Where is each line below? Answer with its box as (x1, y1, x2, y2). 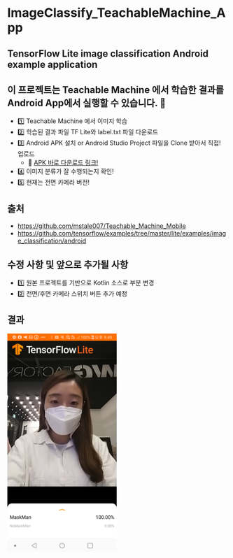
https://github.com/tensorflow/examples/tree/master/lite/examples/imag (17, 229, 226, 238)
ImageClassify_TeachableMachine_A (7, 5, 226, 21)
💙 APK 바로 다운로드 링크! (27, 159, 99, 167)
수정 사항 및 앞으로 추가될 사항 (7, 259, 129, 271)
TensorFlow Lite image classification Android (7, 48, 209, 59)
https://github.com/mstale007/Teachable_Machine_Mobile (17, 222, 187, 230)
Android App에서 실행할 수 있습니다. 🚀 (7, 96, 167, 109)
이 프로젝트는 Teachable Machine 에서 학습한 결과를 (7, 84, 225, 96)
